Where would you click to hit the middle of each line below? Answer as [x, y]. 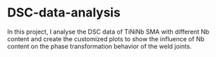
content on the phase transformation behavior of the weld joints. [100, 46]
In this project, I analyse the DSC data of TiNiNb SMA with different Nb [108, 32]
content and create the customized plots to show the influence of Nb [106, 38]
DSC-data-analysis [64, 13]
